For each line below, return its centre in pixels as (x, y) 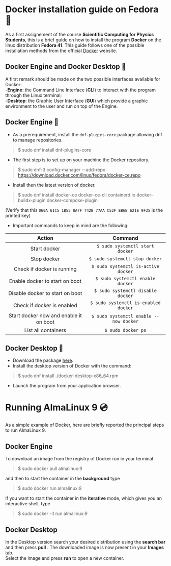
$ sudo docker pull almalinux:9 (50, 469)
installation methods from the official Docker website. (61, 51)
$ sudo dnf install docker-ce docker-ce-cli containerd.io (77, 194)
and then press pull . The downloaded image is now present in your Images (85, 547)
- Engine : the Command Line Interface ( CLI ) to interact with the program (81, 90)
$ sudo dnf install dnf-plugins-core (54, 150)
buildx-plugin (32, 200)
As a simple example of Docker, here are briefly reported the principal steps (85, 425)
